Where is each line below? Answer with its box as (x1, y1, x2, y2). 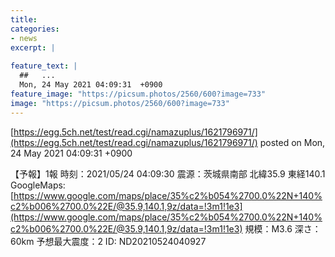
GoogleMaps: (10, 179, 66, 191)
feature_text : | (10, 61, 78, 71)
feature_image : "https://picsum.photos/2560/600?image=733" (10, 89, 267, 99)
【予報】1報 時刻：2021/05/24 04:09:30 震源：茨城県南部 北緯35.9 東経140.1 (10, 167, 326, 180)
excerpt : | (10, 42, 56, 53)
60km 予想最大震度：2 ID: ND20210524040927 (10, 235, 207, 247)
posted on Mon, (259, 136, 326, 148)
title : (10, 14, 38, 25)
